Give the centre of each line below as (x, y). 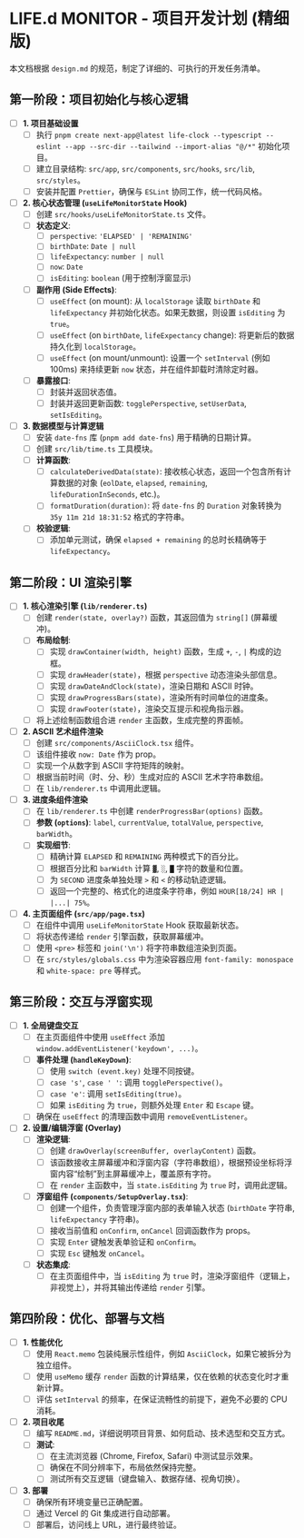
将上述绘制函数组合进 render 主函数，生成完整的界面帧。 (142, 719)
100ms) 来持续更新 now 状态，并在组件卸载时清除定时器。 (156, 369)
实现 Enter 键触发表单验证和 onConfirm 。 (125, 1242)
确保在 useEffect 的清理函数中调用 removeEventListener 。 (144, 1116)
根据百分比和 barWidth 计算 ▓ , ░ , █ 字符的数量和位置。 (148, 868)
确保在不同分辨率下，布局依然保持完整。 (125, 1467)
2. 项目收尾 (44, 1422)
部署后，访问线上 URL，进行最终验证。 (108, 1524)
